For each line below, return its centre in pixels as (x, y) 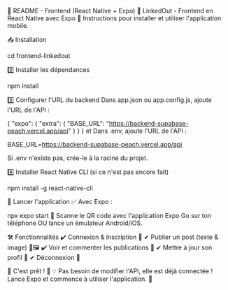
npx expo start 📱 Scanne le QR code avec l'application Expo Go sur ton (109, 216)
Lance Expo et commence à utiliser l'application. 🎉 (80, 279)
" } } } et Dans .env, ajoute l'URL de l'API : (128, 131)
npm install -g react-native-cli (50, 188)
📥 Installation (27, 39)
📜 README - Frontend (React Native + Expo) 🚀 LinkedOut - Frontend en (110, 11)
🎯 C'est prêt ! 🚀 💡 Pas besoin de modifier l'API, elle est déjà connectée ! (110, 271)
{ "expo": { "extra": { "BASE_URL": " (58, 123)
